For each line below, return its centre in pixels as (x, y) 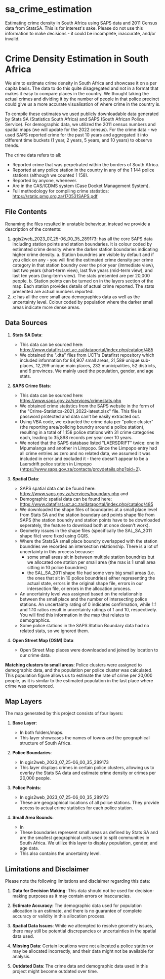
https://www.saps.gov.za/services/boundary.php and (74, 493)
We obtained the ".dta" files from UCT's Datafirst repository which (87, 355)
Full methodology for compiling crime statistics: (61, 191)
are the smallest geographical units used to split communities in (84, 838)
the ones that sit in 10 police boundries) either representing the (91, 578)
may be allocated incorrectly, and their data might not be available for (83, 951)
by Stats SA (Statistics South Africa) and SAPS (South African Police (75, 119)
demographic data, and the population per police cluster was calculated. (79, 670)
